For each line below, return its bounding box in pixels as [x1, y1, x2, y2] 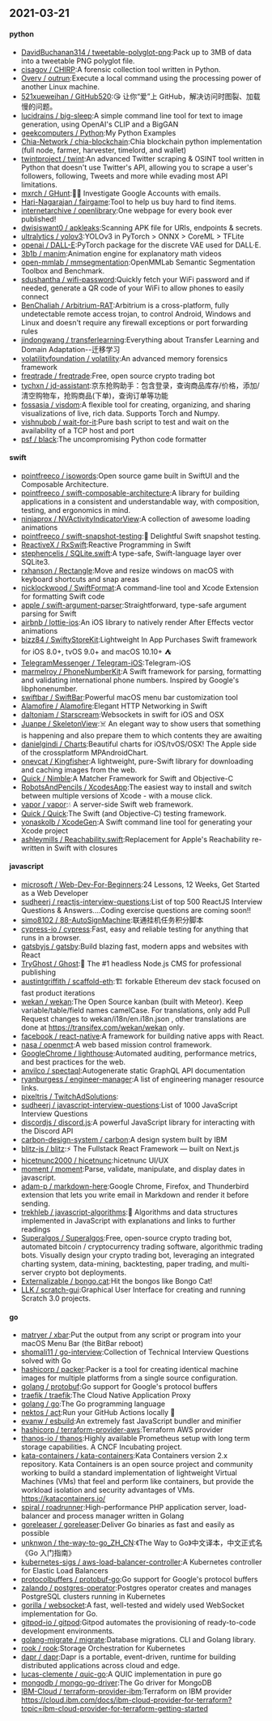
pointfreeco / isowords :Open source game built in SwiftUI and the [20, 471, 240, 480]
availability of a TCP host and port [20, 425, 134, 435]
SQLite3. [20, 557, 50, 566]
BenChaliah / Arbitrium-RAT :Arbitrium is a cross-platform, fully [20, 300, 230, 310]
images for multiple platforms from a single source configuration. [20, 1373, 238, 1383]
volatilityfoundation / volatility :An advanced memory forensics [20, 353, 228, 364]
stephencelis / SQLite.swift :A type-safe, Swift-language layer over [20, 548, 242, 558]
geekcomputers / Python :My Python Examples [20, 127, 176, 137]
